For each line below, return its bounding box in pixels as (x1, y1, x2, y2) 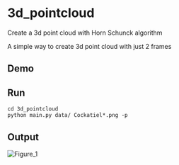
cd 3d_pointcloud (7, 106, 59, 113)
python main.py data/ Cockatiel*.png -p (7, 112, 129, 119)
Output (7, 131, 39, 143)
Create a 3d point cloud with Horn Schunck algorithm (7, 28, 163, 37)
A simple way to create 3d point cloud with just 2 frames (7, 42, 172, 50)
